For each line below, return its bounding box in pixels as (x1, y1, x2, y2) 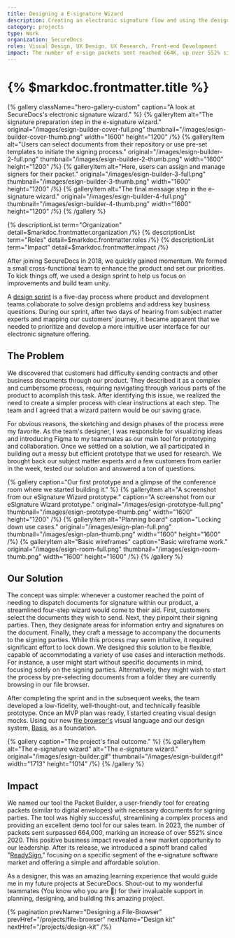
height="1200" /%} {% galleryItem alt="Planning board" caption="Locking (7, 515, 222, 523)
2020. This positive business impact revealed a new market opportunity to (7, 836, 222, 845)
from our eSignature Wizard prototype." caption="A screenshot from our (7, 492, 215, 501)
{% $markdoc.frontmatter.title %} (7, 80, 210, 95)
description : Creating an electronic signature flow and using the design (7, 17, 230, 24)
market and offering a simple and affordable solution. (7, 858, 160, 866)
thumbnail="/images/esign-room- (123, 545, 220, 553)
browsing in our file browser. (7, 681, 90, 689)
